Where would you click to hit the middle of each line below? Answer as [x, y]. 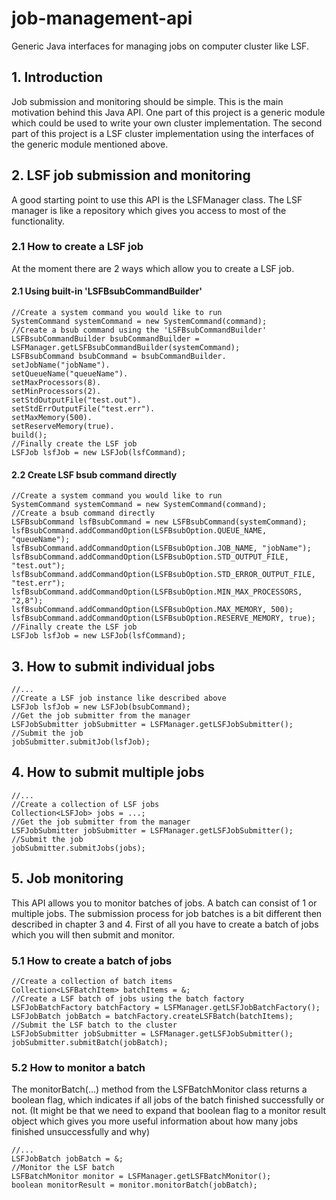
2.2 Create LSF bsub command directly [94, 474]
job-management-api [102, 18]
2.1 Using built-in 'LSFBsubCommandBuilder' [107, 291]
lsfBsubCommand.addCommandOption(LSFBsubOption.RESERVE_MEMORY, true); [163, 618]
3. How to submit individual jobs [113, 666]
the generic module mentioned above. [90, 144]
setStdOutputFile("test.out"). [76, 400]
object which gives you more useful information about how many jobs [155, 1121]
